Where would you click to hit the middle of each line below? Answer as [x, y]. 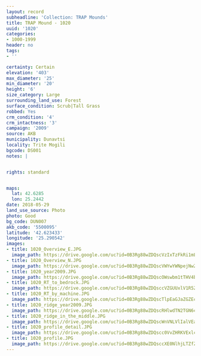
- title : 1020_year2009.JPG [41, 272]
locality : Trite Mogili [36, 145]
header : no [20, 45]
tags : [13, 51]
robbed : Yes [21, 111]
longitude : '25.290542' [36, 238]
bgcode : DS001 [24, 150]
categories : [21, 34]
